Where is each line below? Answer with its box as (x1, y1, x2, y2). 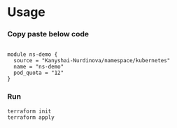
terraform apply (7, 113, 55, 121)
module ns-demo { (7, 51, 58, 58)
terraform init (7, 108, 52, 115)
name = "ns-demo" (13, 64, 64, 71)
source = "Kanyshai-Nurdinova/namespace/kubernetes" (13, 57, 171, 64)
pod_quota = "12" (13, 69, 64, 77)
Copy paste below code (7, 29, 90, 39)
